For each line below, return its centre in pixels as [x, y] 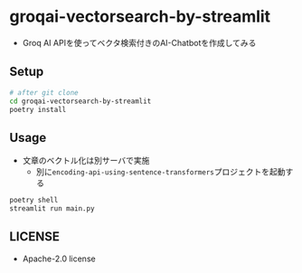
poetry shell [34, 201]
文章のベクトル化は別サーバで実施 [86, 161]
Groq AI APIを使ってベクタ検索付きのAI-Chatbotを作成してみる [139, 42]
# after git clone [44, 92]
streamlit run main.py [52, 209]
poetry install [38, 109]
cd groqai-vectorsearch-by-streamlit [80, 101]
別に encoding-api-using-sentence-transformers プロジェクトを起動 [160, 172]
